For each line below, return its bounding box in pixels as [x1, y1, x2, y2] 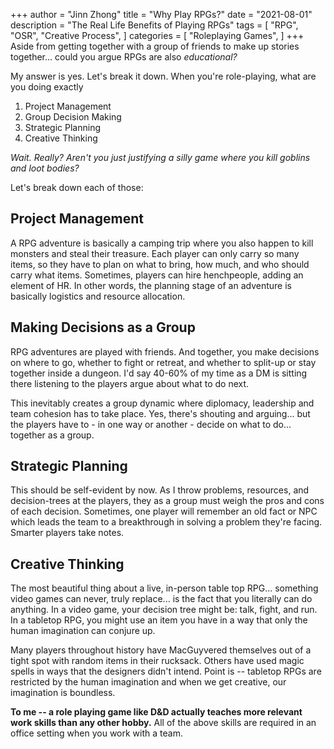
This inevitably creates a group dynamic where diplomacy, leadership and [10, 397, 315, 409]
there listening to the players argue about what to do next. [10, 377, 250, 389]
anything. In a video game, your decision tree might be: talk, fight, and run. [10, 604, 318, 616]
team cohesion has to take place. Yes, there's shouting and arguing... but [10, 407, 311, 419]
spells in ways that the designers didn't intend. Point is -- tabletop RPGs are [10, 665, 322, 678]
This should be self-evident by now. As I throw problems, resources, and [10, 484, 310, 496]
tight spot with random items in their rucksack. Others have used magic [10, 655, 305, 667]
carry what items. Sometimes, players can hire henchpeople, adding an [10, 269, 304, 281]
